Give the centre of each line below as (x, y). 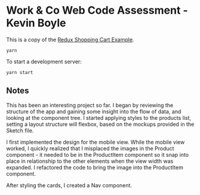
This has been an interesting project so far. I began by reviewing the (90, 105)
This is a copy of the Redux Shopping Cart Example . (70, 39)
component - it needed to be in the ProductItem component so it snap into (98, 154)
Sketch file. (20, 130)
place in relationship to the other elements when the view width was (90, 161)
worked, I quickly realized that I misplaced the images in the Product (90, 148)
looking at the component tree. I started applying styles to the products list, (99, 117)
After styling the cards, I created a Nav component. (69, 185)
